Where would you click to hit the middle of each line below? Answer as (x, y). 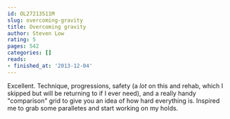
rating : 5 (22, 40)
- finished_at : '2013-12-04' (50, 66)
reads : (17, 59)
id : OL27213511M (31, 14)
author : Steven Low (36, 33)
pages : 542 (23, 46)
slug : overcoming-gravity (45, 20)
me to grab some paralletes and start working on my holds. (93, 108)
